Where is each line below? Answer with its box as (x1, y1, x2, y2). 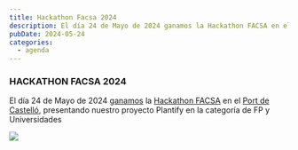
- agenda (17, 46, 50, 55)
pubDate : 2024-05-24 (9, 29, 86, 38)
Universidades (9, 114, 62, 125)
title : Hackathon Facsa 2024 (9, 12, 117, 22)
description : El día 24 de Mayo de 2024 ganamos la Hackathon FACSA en (9, 21, 279, 30)
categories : (9, 37, 53, 47)
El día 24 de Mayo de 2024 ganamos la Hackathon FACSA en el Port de (9, 95, 270, 107)
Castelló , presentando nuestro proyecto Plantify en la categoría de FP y (9, 105, 271, 115)
